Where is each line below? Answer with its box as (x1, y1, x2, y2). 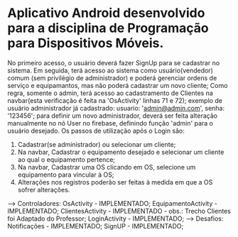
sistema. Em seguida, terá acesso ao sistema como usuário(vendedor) (7, 66, 213, 75)
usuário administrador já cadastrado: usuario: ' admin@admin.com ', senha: (7, 104, 225, 112)
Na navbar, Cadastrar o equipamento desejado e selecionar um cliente (17, 148, 225, 156)
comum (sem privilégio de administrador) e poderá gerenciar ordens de (7, 73, 217, 82)
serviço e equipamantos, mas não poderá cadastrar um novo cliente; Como (7, 81, 228, 89)
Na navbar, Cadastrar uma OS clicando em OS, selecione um (17, 162, 196, 171)
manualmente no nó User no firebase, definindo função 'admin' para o (7, 118, 213, 127)
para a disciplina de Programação (7, 20, 210, 36)
